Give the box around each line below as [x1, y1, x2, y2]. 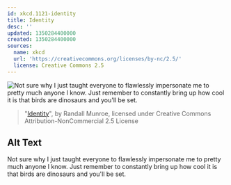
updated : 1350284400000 [7, 29, 77, 37]
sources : [7, 42, 33, 49]
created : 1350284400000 [7, 36, 77, 43]
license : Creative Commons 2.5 [13, 62, 104, 69]
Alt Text [7, 137, 42, 149]
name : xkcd [13, 49, 45, 56]
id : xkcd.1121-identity [7, 10, 77, 17]
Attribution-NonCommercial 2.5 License [24, 116, 139, 125]
